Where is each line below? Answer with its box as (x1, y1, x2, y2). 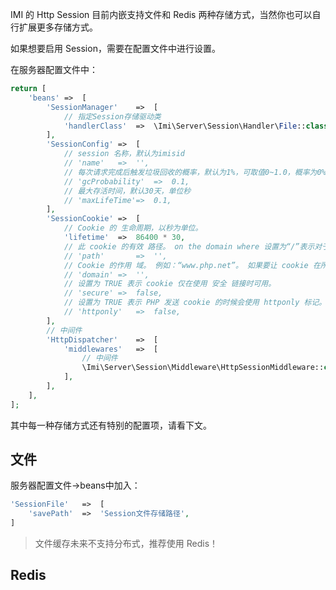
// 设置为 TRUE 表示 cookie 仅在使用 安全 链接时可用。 (63, 279, 277, 289)
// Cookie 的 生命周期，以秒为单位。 (63, 223, 203, 233)
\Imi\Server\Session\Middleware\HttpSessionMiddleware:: (81, 363, 325, 373)
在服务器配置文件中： (10, 64, 98, 75)
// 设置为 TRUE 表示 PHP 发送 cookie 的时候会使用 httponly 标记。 (63, 298, 327, 308)
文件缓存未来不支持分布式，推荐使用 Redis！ (34, 538, 219, 550)
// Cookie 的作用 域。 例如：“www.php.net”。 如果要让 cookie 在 (63, 260, 321, 270)
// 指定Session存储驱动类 (63, 111, 162, 122)
